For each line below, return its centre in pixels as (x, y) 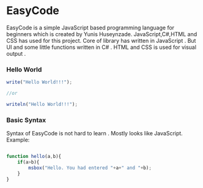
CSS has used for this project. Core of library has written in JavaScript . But (101, 40)
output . (16, 53)
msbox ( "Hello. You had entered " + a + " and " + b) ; (90, 168)
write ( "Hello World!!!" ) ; (39, 82)
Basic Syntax (26, 120)
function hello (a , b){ (34, 157)
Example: (18, 140)
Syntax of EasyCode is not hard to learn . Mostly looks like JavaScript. (95, 133)
